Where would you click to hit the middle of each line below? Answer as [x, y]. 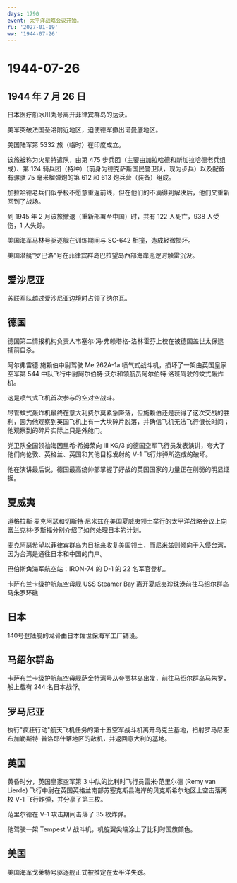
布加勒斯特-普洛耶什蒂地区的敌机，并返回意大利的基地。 [89, 739]
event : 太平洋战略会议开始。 [45, 21]
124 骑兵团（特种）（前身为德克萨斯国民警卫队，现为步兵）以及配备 [128, 169]
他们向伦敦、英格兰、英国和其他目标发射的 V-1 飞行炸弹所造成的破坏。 [109, 454]
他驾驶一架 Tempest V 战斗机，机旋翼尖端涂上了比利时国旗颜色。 [102, 829]
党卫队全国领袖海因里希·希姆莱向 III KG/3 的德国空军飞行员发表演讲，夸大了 [116, 445]
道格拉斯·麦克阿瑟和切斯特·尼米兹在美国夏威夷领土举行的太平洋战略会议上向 [117, 521]
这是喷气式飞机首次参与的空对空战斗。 [63, 398]
